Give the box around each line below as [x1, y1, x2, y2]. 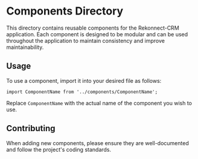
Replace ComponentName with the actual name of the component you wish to [6, 99, 192, 106]
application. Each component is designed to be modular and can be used [6, 30, 188, 37]
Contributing [6, 123, 56, 134]
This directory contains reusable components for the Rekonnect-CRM [6, 24, 179, 31]
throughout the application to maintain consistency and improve [6, 37, 165, 44]
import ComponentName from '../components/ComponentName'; [6, 89, 158, 95]
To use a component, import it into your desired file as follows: [6, 77, 162, 84]
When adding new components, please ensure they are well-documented [6, 139, 189, 146]
